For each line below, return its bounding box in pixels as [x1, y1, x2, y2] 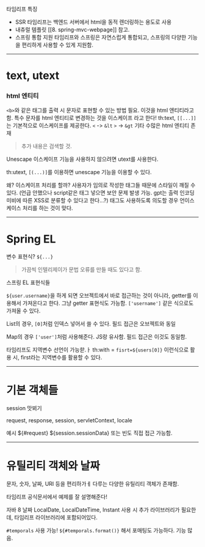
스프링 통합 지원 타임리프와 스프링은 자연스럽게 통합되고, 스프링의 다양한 [15, 34, 187, 41]
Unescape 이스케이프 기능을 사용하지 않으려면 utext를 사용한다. [6, 155, 159, 163]
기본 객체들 [6, 383, 59, 397]
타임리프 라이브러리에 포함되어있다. [14, 514, 98, 521]
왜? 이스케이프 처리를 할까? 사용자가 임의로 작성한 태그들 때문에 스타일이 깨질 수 [6, 182, 196, 189]
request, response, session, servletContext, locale [6, 417, 132, 424]
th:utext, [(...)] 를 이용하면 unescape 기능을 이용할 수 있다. [6, 169, 152, 176]
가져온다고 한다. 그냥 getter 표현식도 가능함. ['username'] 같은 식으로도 [22, 299, 194, 307]
